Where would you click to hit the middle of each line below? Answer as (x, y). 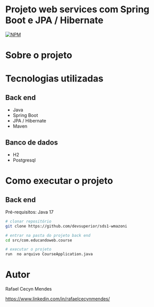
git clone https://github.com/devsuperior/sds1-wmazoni (66, 226)
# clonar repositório (28, 221)
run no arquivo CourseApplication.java (49, 254)
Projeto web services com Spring (78, 9)
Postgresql (24, 160)
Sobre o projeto (39, 55)
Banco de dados (32, 142)
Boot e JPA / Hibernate (54, 20)
